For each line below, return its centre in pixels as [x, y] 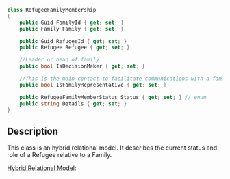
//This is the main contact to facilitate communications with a [115, 79]
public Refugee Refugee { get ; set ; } [75, 48]
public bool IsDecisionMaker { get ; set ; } [82, 66]
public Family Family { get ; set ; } [72, 29]
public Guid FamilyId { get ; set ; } [72, 23]
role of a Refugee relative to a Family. [60, 155]
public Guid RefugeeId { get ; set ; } [73, 41]
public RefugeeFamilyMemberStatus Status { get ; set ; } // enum [113, 97]
